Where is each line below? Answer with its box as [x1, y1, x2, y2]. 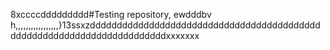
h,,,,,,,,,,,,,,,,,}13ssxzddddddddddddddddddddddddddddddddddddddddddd [10, 19, 321, 31]
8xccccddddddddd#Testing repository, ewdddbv [10, 9, 212, 20]
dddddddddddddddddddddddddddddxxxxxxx [10, 30, 200, 41]
